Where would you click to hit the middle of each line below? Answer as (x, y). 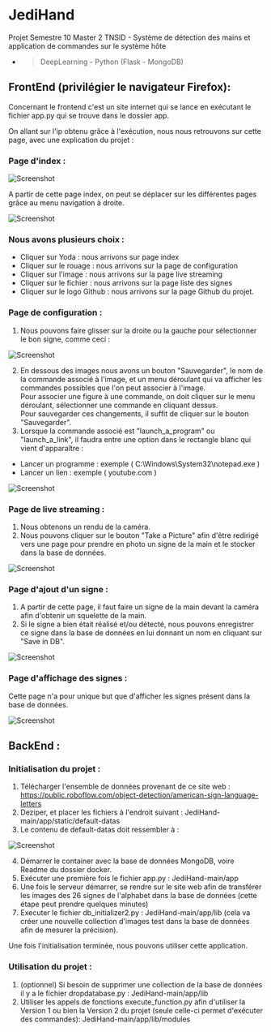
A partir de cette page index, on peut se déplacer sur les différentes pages (133, 194)
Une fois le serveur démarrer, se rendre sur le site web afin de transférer (141, 887)
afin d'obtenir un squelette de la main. (83, 616)
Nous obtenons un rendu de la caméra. (85, 527)
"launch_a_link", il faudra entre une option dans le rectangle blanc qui (135, 439)
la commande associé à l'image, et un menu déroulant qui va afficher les (141, 379)
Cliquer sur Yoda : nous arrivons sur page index (100, 257)
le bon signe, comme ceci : (65, 339)
